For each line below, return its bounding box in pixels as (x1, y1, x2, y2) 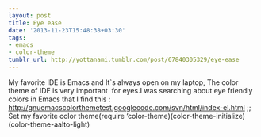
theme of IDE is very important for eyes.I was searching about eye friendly (8, 86, 253, 95)
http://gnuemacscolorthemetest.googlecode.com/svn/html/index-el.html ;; (8, 102, 251, 112)
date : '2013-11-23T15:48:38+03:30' (8, 26, 126, 34)
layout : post (8, 11, 52, 20)
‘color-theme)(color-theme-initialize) (125, 111, 246, 120)
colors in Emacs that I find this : (8, 94, 111, 104)
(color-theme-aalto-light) (8, 120, 90, 129)
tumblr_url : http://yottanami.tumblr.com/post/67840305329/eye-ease (8, 56, 240, 64)
